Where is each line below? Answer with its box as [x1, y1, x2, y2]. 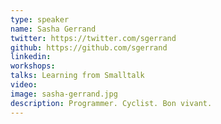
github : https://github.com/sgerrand [10, 42, 168, 53]
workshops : [10, 61, 56, 71]
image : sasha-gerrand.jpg [10, 89, 118, 99]
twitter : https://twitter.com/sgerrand [10, 33, 177, 43]
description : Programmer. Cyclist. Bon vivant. [10, 98, 213, 108]
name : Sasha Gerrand [10, 24, 97, 34]
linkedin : [10, 52, 52, 62]
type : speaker [10, 14, 70, 25]
